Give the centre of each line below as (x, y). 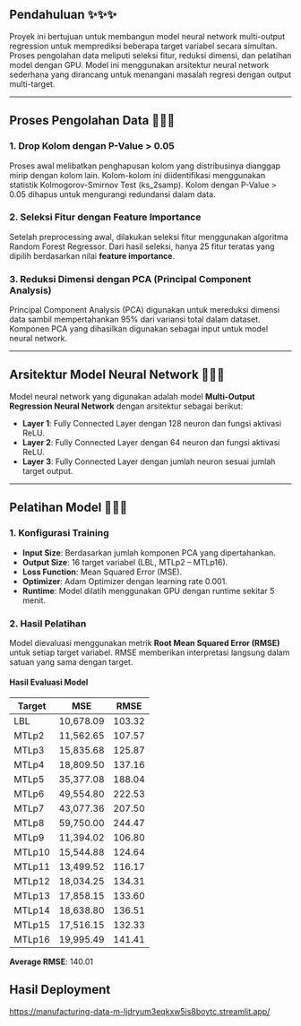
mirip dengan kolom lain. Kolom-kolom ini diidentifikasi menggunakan (138, 175)
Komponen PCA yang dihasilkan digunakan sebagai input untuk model (139, 329)
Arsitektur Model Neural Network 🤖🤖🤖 (117, 375)
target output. (47, 470)
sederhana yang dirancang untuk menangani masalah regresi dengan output (150, 74)
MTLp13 (32, 896)
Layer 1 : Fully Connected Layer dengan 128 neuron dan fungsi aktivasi (152, 423)
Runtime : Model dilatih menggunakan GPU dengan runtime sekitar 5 (148, 591)
